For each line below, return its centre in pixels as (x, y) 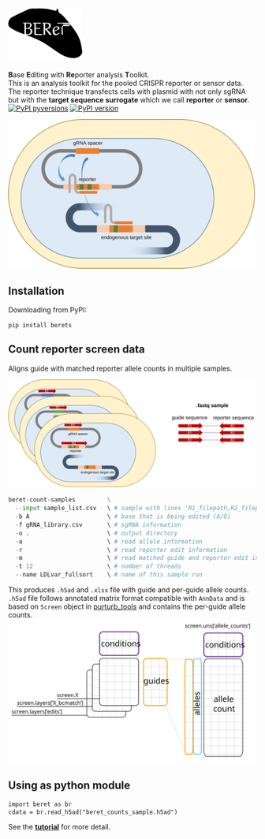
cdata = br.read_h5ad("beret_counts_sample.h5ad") (93, 812)
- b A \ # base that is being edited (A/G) (123, 516)
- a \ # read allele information (109, 541)
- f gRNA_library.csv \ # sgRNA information (98, 524)
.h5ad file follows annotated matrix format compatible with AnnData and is (127, 598)
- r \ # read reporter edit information (121, 550)
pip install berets (40, 325)
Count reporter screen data (77, 350)
